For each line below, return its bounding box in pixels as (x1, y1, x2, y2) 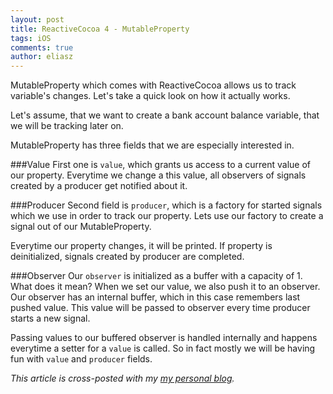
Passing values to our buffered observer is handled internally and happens (10, 332, 318, 344)
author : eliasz (10, 52, 74, 62)
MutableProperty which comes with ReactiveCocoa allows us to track (10, 79, 297, 91)
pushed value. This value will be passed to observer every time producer (10, 302, 311, 314)
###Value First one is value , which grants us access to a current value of (10, 159, 312, 171)
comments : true (10, 42, 74, 53)
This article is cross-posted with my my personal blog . (10, 372, 235, 385)
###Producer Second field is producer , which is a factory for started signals (10, 199, 323, 211)
